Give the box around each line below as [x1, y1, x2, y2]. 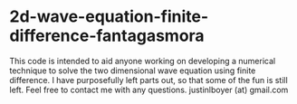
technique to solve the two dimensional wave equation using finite [9, 65, 256, 76]
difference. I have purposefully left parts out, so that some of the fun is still [9, 74, 288, 85]
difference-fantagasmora [9, 25, 206, 46]
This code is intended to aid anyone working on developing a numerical [9, 55, 276, 66]
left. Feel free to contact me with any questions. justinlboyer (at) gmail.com [9, 84, 289, 95]
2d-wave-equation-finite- [9, 6, 209, 27]
